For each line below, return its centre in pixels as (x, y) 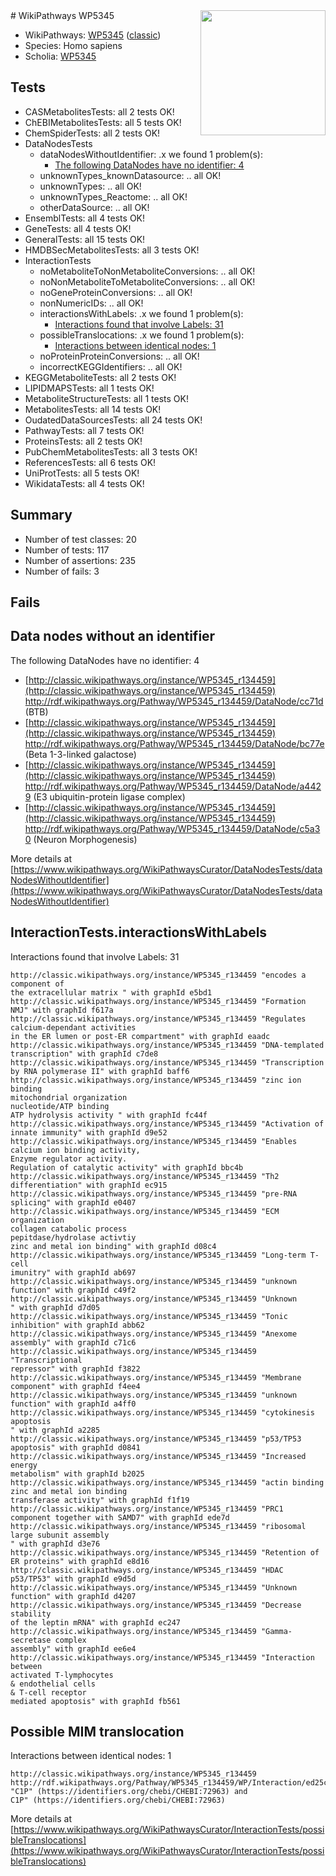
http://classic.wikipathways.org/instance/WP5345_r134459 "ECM (145, 1211)
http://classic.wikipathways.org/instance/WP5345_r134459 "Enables (154, 1141)
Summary (41, 515)
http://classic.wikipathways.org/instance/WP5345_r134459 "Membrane (156, 1377)
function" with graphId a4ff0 (73, 1404)
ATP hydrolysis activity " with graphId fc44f (109, 1115)
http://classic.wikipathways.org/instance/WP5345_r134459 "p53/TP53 (156, 1439)
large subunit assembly (60, 1535)
